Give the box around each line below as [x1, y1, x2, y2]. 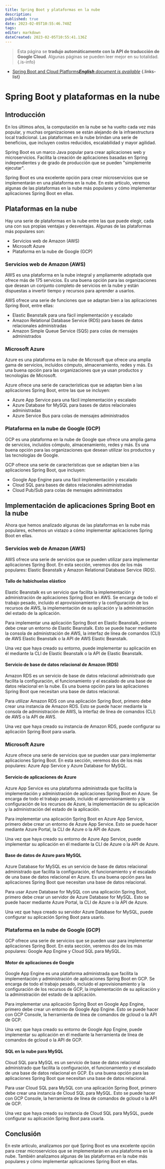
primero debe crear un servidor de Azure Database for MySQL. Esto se [5, 894, 149, 900]
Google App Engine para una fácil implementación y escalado [12, 476, 137, 482]
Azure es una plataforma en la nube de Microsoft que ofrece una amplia [5, 357, 151, 363]
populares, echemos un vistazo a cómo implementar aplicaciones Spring [5, 527, 153, 533]
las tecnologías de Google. [5, 452, 59, 458]
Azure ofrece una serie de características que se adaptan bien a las [5, 382, 143, 388]
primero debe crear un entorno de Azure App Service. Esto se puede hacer [5, 821, 158, 827]
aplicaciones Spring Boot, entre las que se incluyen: [5, 387, 110, 393]
